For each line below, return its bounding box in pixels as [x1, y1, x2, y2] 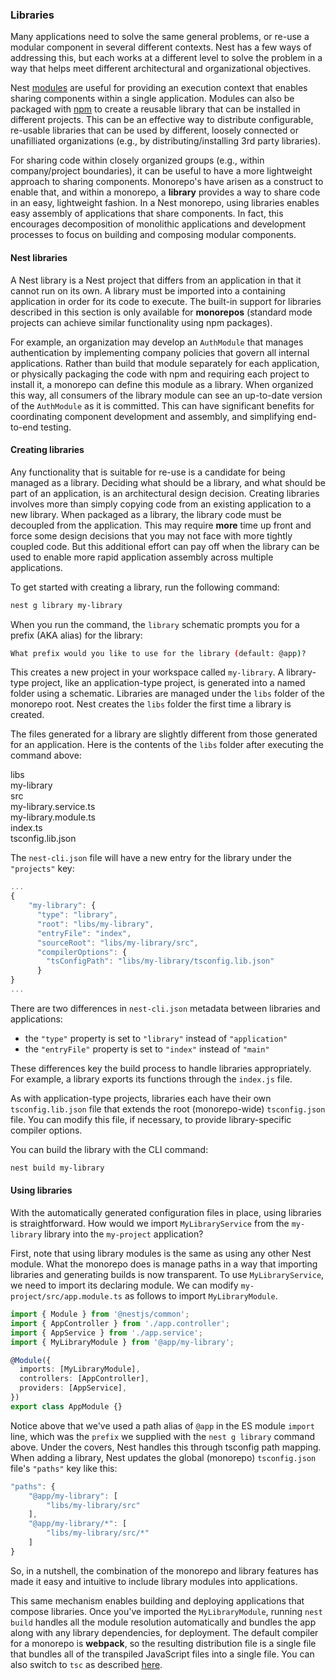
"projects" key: [10, 863, 75, 875]
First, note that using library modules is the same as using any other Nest [10, 1248, 312, 1260]
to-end [10, 421, 39, 433]
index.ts [10, 822, 43, 834]
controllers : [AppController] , [19, 1374, 150, 1384]
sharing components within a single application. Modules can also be [10, 93, 295, 105]
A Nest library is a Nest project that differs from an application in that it [10, 274, 302, 286]
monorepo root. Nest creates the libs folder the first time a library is [10, 698, 292, 710]
